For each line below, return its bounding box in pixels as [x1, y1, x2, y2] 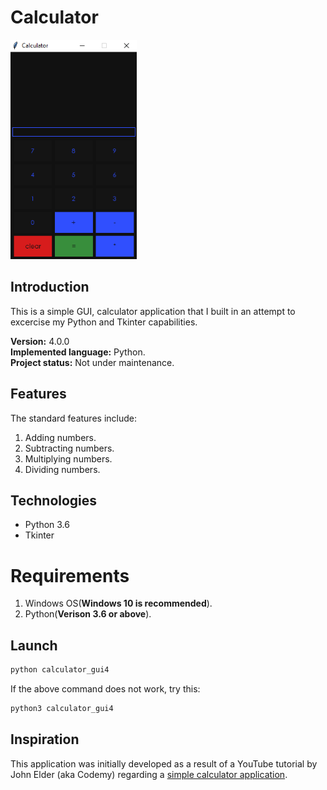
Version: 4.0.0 [10, 335, 70, 347]
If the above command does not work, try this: [10, 683, 201, 695]
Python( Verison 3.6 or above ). [24, 608, 152, 620]
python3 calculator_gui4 [10, 704, 114, 714]
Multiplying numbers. [24, 452, 113, 465]
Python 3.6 [24, 519, 70, 531]
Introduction [10, 279, 90, 296]
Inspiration [10, 731, 80, 748]
